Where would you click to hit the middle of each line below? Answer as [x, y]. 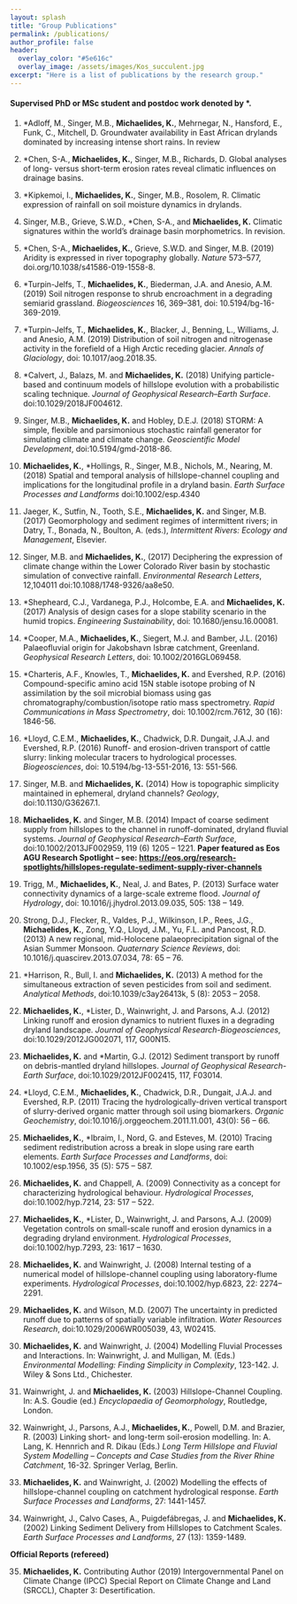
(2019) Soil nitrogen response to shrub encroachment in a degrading [148, 293]
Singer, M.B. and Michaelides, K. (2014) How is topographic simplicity [151, 783]
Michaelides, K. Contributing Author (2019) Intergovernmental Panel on [153, 1571]
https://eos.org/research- [188, 857]
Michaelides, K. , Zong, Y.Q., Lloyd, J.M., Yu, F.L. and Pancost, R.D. [144, 929]
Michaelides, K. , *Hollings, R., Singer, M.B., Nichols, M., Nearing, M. [148, 465]
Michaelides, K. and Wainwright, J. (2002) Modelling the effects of [145, 1482]
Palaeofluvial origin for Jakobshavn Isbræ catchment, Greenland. [141, 647]
